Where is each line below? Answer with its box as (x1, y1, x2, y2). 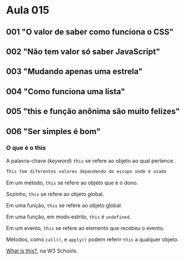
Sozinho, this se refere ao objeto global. (6, 190, 105, 197)
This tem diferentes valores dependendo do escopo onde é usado (6, 168, 167, 175)
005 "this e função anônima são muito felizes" (6, 107, 180, 117)
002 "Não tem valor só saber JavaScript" (6, 46, 160, 56)
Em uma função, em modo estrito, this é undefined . (6, 213, 131, 220)
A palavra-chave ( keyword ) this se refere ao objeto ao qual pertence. (6, 157, 175, 164)
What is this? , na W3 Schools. (6, 247, 78, 254)
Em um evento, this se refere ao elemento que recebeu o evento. (6, 224, 164, 231)
